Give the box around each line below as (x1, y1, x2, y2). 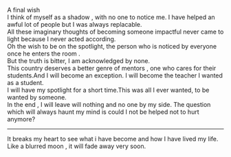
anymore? (7, 115, 36, 123)
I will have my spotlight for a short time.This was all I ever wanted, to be (7, 86, 210, 94)
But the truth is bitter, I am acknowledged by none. (7, 57, 150, 64)
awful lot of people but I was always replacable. (7, 21, 142, 28)
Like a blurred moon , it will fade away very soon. (7, 142, 146, 150)
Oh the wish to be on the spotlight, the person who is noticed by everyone (7, 43, 217, 50)
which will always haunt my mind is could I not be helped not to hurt (7, 108, 199, 116)
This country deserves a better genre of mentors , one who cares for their (7, 64, 217, 72)
